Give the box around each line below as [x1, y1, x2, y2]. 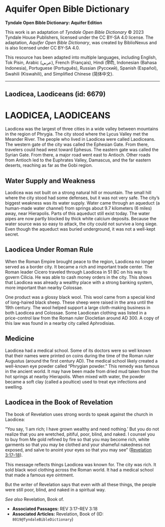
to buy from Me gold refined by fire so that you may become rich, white [5, 436, 150, 442]
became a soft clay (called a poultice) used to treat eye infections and [5, 379, 146, 385]
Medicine [5, 335, 34, 343]
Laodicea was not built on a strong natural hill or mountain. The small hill [5, 190, 151, 196]
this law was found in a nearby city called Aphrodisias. [5, 320, 115, 326]
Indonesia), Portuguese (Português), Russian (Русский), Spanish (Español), [5, 65, 158, 71]
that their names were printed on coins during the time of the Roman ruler [5, 352, 154, 359]
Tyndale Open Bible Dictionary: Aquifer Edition [5, 20, 102, 26]
